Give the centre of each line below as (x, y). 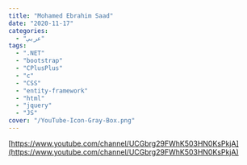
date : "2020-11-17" (41, 23)
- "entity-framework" (52, 91)
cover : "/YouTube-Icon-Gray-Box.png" (72, 121)
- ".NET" (30, 53)
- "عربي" (30, 38)
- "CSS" (29, 83)
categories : (28, 31)
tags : (17, 46)
